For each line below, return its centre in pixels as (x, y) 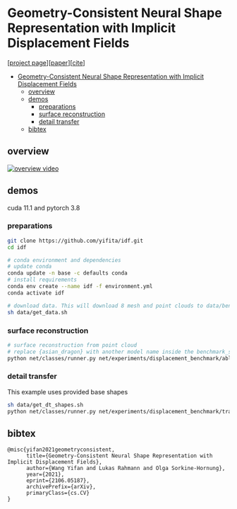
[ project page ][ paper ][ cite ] (47, 62)
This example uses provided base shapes (68, 391)
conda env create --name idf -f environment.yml (80, 287)
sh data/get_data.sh (38, 312)
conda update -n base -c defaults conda (68, 273)
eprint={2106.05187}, (58, 481)
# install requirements (42, 280)
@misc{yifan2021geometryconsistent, (61, 450)
